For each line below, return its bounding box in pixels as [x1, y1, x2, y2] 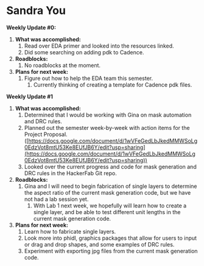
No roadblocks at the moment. [24, 62, 101, 69]
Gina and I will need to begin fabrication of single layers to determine [24, 182, 197, 190]
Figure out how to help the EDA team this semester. [24, 74, 153, 82]
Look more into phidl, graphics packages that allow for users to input [24, 234, 197, 242]
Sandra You [6, 4, 66, 18]
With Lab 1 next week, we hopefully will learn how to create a [33, 202, 187, 209]
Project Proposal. [24, 131, 68, 138]
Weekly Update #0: [6, 24, 57, 31]
